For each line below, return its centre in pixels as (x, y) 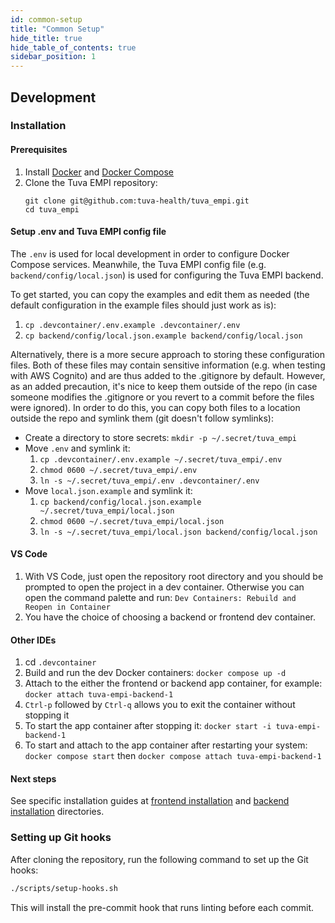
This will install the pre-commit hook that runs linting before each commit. (162, 907)
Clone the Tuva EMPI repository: (91, 182)
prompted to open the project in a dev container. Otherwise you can (164, 587)
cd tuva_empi (52, 209)
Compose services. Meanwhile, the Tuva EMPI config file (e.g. (138, 264)
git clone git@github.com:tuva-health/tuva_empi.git (137, 201)
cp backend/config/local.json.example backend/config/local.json (163, 336)
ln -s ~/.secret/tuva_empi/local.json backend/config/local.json (178, 532)
